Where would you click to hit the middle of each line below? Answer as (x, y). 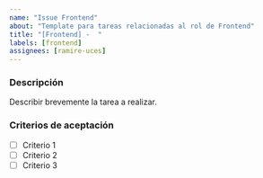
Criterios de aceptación (62, 125)
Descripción (37, 83)
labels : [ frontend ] (46, 43)
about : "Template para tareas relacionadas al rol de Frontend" (132, 26)
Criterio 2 (40, 155)
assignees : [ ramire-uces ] (57, 51)
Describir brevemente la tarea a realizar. (83, 102)
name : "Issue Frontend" (54, 18)
